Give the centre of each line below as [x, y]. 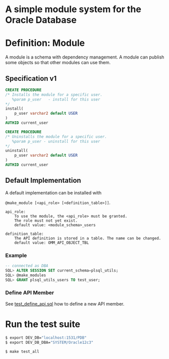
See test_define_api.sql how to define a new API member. [65, 303]
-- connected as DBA [27, 266]
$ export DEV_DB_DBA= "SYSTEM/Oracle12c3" [49, 342]
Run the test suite [43, 324]
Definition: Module [45, 43]
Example [16, 255]
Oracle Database [41, 20]
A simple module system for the [73, 9]
